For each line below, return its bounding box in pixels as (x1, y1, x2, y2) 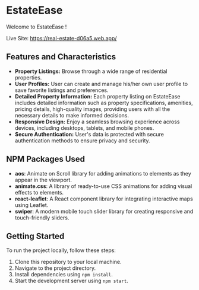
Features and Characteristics (6, 52, 116, 62)
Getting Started (6, 231, 65, 241)
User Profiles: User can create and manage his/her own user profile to (14, 80, 188, 87)
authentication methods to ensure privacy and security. (14, 137, 150, 144)
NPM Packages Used (6, 154, 85, 164)
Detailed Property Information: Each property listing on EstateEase (14, 93, 181, 100)
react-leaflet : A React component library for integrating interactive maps (14, 195, 193, 202)
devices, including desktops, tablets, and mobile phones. (14, 124, 154, 131)
